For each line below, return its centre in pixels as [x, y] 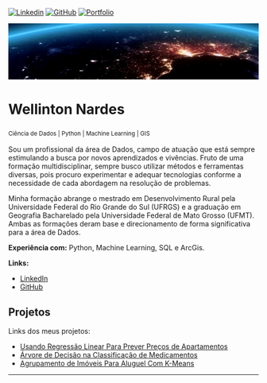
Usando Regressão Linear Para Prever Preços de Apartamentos [124, 346]
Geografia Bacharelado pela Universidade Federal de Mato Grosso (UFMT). [132, 215]
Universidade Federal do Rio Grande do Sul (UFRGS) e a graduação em [125, 207]
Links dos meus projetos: [49, 331]
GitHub [31, 287]
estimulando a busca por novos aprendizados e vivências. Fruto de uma [126, 158]
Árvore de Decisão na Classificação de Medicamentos [108, 355]
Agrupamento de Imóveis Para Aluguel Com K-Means [107, 364]
